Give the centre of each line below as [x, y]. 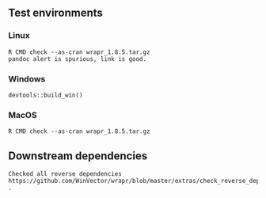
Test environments [55, 13]
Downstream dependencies [78, 156]
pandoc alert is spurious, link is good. [78, 59]
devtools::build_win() [46, 95]
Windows [27, 78]
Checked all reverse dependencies [65, 174]
